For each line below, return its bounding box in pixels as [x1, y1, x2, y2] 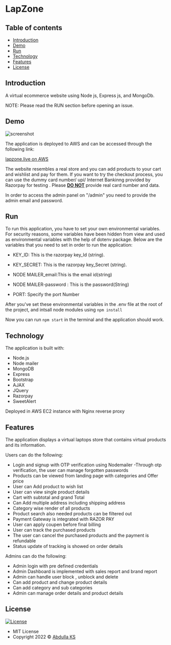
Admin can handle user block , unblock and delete [12, 574, 118, 580]
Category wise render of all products [12, 505, 90, 511]
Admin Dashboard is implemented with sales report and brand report [12, 568, 157, 575]
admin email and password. [5, 197, 63, 203]
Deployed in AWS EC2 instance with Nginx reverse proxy [5, 408, 125, 414]
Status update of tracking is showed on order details [12, 543, 124, 550]
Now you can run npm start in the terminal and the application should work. [5, 317, 164, 323]
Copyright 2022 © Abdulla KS [12, 634, 76, 640]
